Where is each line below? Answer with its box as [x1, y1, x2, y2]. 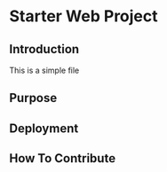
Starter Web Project [9, 6, 158, 27]
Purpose [9, 90, 58, 106]
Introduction [9, 42, 80, 57]
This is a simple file [9, 65, 80, 75]
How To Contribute [9, 151, 116, 166]
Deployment [9, 121, 79, 136]
